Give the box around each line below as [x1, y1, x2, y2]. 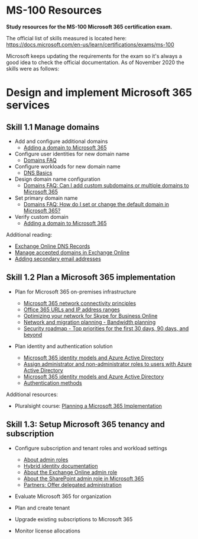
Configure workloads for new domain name [14, 162, 121, 170]
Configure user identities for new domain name [14, 150, 130, 157]
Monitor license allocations [14, 527, 81, 534]
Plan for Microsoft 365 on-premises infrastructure [14, 288, 137, 295]
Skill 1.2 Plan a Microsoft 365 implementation [6, 272, 176, 282]
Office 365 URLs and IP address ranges [23, 306, 120, 313]
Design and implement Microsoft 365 [6, 86, 192, 100]
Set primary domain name [14, 194, 78, 202]
